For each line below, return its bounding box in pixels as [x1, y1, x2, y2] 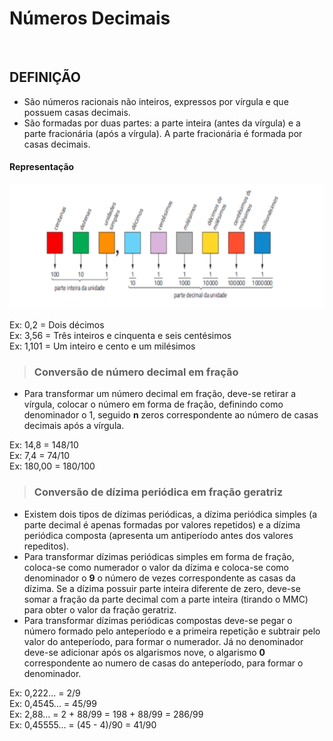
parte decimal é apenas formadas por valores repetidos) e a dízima [23, 518, 301, 531]
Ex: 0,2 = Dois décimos [9, 318, 105, 331]
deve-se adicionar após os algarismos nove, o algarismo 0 [23, 646, 266, 658]
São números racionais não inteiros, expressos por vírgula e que [23, 95, 289, 107]
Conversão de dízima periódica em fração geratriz [33, 485, 283, 499]
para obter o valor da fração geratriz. [23, 603, 177, 616]
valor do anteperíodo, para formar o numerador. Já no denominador [23, 635, 304, 647]
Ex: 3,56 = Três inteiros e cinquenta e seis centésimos [9, 329, 232, 341]
